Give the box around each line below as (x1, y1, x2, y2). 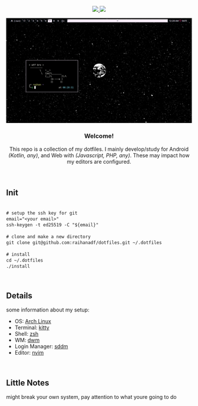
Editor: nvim (14, 349, 44, 356)
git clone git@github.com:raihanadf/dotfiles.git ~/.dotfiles (6, 239, 162, 245)
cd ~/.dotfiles (6, 257, 44, 263)
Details (6, 291, 32, 301)
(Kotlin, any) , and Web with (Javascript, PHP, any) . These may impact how (8, 151, 190, 159)
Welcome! (84, 132, 114, 140)
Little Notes (6, 378, 49, 388)
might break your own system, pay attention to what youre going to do (6, 394, 177, 401)
